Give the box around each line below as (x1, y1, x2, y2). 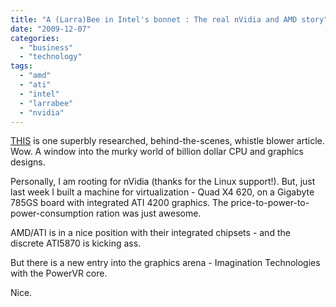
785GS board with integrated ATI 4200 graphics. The (10, 197, 229, 209)
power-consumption (10, 207, 95, 220)
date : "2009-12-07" (10, 24, 92, 34)
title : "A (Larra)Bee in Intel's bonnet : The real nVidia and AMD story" (10, 14, 329, 25)
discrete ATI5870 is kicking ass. (10, 237, 142, 250)
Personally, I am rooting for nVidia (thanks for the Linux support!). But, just (10, 176, 316, 188)
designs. (10, 156, 46, 168)
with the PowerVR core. (10, 267, 108, 280)
